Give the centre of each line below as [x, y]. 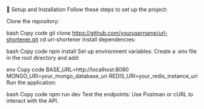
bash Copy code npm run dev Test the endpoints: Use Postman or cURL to [100, 94]
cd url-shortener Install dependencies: [87, 39]
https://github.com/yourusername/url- [120, 33]
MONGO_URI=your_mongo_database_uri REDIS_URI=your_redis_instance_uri [102, 76]
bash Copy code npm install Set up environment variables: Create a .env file [101, 51]
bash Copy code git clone [39, 33]
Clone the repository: [33, 21]
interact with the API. [33, 101]
